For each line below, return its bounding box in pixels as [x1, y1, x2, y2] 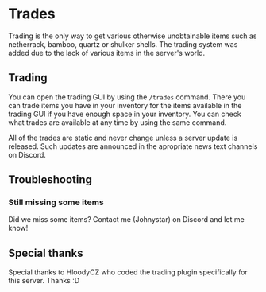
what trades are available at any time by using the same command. [8, 117, 227, 127]
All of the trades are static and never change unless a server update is [8, 133, 238, 142]
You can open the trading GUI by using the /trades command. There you [8, 92, 246, 102]
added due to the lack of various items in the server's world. [8, 48, 206, 57]
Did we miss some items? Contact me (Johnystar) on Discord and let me [8, 215, 245, 224]
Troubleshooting [8, 173, 93, 187]
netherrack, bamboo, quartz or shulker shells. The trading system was [8, 39, 238, 49]
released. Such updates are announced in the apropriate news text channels [8, 141, 258, 151]
